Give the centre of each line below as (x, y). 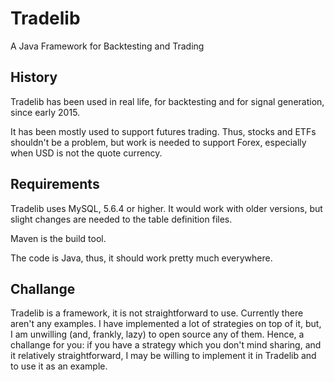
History (34, 77)
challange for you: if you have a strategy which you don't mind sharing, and (166, 345)
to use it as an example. (59, 366)
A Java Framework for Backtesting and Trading (107, 46)
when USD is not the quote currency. (86, 153)
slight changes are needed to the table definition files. (121, 219)
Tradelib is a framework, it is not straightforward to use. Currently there (157, 313)
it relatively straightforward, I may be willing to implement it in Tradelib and (163, 356)
